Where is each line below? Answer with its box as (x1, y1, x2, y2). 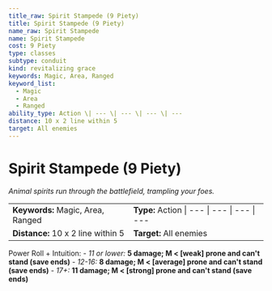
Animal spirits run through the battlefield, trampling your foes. (8, 186, 215, 196)
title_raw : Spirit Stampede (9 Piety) (8, 11, 139, 20)
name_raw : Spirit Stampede (8, 27, 100, 35)
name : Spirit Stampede (8, 34, 85, 43)
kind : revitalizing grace (8, 65, 96, 73)
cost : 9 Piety (8, 42, 57, 50)
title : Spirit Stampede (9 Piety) (8, 19, 125, 27)
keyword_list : (8, 79, 57, 87)
